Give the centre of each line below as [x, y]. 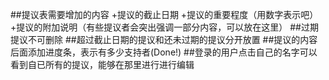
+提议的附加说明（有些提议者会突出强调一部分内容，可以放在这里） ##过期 [164, 27]
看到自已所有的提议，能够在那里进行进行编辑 [102, 64]
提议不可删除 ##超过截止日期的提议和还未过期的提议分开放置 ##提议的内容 [164, 39]
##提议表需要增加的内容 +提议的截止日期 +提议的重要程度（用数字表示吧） [164, 14]
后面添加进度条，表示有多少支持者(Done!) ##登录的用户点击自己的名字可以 [164, 52]
